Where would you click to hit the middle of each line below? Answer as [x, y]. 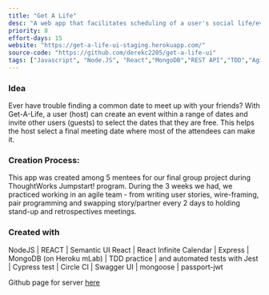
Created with [34, 233]
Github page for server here [54, 282]
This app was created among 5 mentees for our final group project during [129, 177]
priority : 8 [28, 30]
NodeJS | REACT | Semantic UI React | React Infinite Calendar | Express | [129, 249]
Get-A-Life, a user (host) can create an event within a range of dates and [128, 114]
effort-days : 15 [35, 38]
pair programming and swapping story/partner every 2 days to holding [124, 203]
